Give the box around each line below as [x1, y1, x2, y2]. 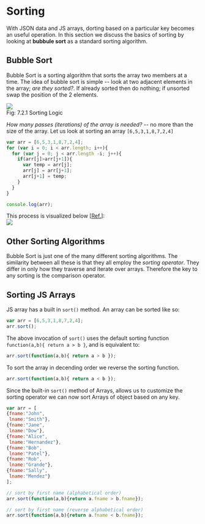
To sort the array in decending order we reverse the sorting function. [6, 364, 180, 371]
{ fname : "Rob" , [6, 456, 43, 462]
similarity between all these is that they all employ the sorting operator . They [6, 259, 199, 267]
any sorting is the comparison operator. [6, 272, 106, 279]
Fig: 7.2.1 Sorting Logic [6, 109, 63, 116]
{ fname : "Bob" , [6, 445, 43, 451]
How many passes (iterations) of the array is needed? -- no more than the [6, 120, 194, 128]
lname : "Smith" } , [9, 416, 51, 423]
